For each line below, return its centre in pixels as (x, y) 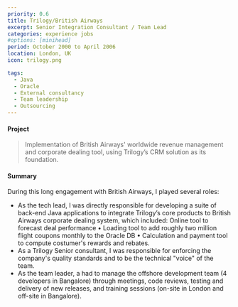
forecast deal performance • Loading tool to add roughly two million (117, 228)
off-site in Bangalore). (49, 296)
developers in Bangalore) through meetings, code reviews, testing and (120, 281)
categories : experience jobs (50, 34)
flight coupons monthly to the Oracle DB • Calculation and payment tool (123, 236)
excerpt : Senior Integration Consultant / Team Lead (87, 27)
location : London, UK (39, 54)
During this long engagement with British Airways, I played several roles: (113, 192)
